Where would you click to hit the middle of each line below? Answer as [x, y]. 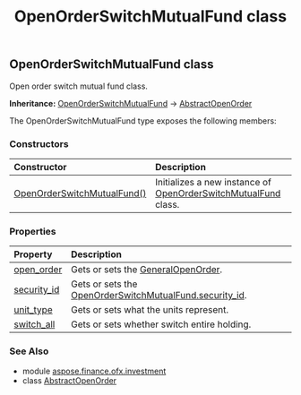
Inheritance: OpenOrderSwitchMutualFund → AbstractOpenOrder [131, 103]
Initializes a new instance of [213, 182]
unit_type [33, 310]
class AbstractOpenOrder [69, 380]
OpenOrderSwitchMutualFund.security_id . [159, 296]
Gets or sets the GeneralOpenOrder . [146, 270]
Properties [33, 231]
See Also [29, 351]
